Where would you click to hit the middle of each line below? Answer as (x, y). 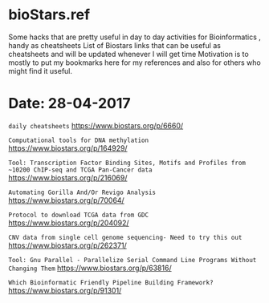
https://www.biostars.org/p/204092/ (69, 223)
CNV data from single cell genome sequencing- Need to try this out (125, 237)
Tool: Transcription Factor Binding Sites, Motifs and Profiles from (127, 163)
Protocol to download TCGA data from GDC (79, 215)
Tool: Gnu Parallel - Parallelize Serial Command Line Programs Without (132, 260)
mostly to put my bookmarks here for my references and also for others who (134, 63)
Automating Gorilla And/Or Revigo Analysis (82, 192)
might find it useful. (41, 71)
